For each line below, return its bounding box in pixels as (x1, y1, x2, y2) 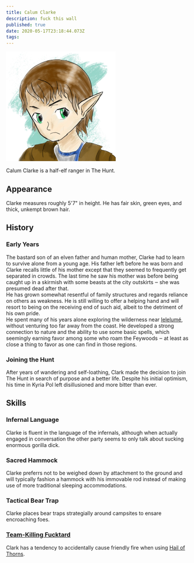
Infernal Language (6, 416, 60, 424)
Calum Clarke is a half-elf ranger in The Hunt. (6, 167, 116, 174)
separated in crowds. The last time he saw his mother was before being (6, 272, 178, 279)
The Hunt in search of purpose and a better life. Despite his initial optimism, (6, 375, 188, 382)
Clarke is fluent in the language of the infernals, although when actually (6, 429, 178, 436)
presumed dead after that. (6, 285, 69, 292)
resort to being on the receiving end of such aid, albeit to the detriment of (6, 303, 183, 310)
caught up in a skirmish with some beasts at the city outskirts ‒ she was (6, 278, 180, 285)
